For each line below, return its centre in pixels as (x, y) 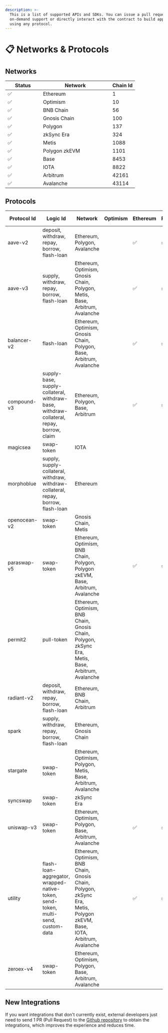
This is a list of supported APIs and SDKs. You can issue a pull (80, 15)
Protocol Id (22, 218)
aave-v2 (18, 242)
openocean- (23, 520)
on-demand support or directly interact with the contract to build (82, 19)
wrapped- (54, 883)
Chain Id (122, 86)
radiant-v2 (21, 698)
